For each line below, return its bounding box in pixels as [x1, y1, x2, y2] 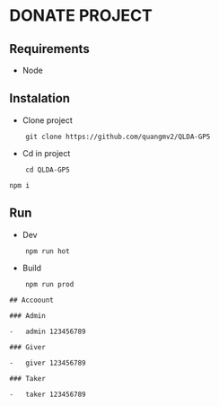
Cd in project [22, 147, 71, 158]
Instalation [9, 91, 70, 106]
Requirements [9, 41, 90, 57]
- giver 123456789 [9, 358, 87, 367]
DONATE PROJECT [9, 5, 153, 26]
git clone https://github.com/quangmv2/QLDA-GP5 [25, 132, 211, 141]
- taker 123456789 [9, 390, 87, 399]
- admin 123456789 [9, 327, 87, 336]
